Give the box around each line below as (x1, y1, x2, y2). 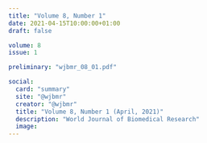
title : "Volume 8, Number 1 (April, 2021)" (15, 108, 164, 116)
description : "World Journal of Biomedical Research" (15, 115, 200, 123)
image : (15, 122, 38, 131)
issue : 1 (8, 49, 38, 57)
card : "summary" (15, 85, 70, 93)
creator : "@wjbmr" (15, 100, 78, 108)
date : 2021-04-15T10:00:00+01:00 (8, 19, 121, 27)
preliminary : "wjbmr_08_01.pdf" (8, 63, 117, 71)
